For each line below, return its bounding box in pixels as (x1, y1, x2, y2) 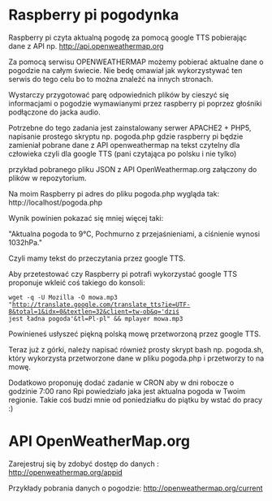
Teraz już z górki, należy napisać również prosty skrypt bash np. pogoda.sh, (8, 344, 264, 354)
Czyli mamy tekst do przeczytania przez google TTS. (8, 253, 186, 263)
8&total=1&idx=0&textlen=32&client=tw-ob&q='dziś (8, 307, 180, 316)
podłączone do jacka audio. (8, 107, 101, 117)
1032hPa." (8, 237, 43, 247)
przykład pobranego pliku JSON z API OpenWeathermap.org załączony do (8, 164, 257, 174)
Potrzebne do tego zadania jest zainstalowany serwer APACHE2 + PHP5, (8, 123, 252, 132)
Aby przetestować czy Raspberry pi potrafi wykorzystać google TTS (8, 269, 238, 279)
